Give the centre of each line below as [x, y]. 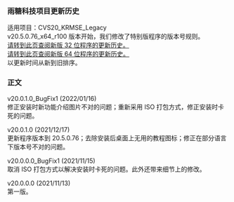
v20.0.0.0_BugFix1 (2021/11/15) [52, 161]
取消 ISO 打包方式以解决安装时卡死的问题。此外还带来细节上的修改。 [106, 169]
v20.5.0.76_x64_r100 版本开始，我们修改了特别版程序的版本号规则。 [106, 36]
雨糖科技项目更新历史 [43, 11]
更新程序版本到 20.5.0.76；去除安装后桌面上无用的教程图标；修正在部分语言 [117, 137]
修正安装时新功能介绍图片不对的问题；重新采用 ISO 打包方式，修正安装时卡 [116, 107]
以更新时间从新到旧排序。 [44, 63]
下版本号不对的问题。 [38, 147]
